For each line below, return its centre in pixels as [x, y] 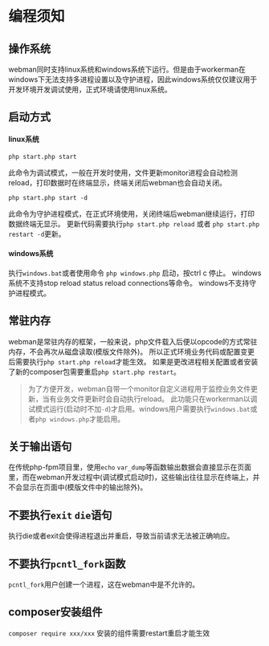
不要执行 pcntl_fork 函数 [67, 564]
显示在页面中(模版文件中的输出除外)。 [85, 487]
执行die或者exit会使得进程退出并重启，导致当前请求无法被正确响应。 [121, 536]
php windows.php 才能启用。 [80, 419]
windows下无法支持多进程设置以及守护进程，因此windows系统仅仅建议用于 [133, 79]
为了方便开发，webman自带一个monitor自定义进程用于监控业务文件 [139, 388]
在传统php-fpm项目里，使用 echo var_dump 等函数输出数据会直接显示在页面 [130, 467]
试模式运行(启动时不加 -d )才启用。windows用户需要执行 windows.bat [139, 408]
